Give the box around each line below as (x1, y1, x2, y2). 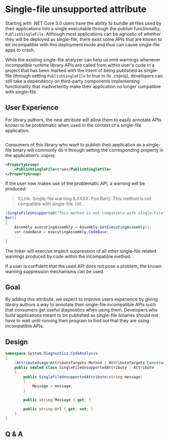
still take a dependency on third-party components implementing (5, 78, 140, 84)
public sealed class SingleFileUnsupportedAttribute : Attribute (14, 365, 154, 370)
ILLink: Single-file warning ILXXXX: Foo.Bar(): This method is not (17, 195, 152, 202)
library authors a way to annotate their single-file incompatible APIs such (5, 302, 156, 308)
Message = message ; (32, 384, 73, 389)
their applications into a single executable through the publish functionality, (5, 25, 161, 31)
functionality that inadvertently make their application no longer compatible (5, 83, 161, 89)
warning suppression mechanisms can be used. (5, 268, 105, 274)
